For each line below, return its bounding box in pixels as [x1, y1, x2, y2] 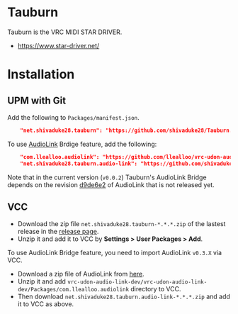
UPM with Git [7, 94, 66, 106]
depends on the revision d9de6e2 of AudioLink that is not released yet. [7, 180, 215, 189]
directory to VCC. [130, 285, 182, 293]
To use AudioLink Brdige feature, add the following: [7, 140, 157, 148]
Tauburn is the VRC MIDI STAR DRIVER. [7, 28, 123, 36]
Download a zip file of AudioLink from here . [17, 270, 145, 279]
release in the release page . [17, 228, 99, 236]
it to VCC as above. [17, 300, 74, 308]
